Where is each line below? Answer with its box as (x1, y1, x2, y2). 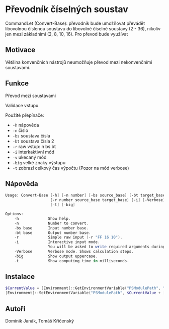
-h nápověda (12, 122, 39, 128)
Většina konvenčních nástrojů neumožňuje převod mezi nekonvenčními (5, 59, 152, 65)
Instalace (5, 272, 35, 281)
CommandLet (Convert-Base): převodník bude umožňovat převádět (5, 20, 145, 26)
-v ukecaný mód (12, 154, 47, 160)
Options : (5, 211, 24, 216)
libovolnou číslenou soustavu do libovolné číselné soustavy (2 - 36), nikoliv (5, 25, 161, 31)
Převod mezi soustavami (5, 92, 56, 99)
